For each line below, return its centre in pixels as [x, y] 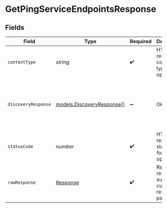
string [63, 62]
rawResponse [22, 182]
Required [141, 41]
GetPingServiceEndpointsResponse [81, 9]
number [65, 146]
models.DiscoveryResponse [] [90, 104]
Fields [15, 28]
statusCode [20, 147]
